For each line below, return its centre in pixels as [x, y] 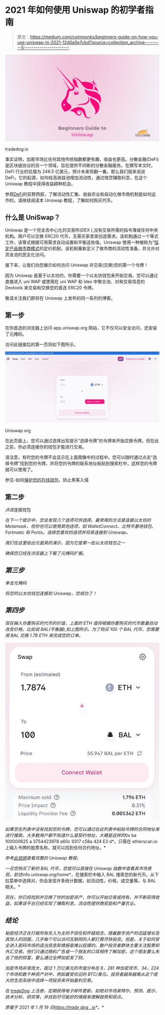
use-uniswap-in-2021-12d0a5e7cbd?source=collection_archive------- [88, 42]
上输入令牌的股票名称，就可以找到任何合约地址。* [56, 848]
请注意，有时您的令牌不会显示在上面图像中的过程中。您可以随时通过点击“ [79, 457]
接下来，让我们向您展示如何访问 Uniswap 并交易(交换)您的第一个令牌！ [77, 265]
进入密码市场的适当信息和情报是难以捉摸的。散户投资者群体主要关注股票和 [84, 945]
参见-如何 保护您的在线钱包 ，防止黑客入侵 [47, 480]
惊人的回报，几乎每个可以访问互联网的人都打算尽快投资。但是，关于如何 [82, 939]
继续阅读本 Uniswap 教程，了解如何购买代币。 [69, 200]
